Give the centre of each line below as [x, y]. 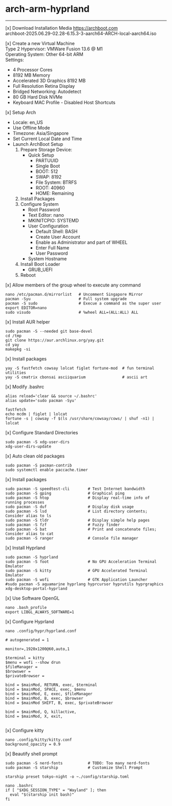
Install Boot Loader [40, 264]
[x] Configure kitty [25, 730]
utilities [16, 373]
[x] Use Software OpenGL [33, 598]
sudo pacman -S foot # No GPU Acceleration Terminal [81, 562]
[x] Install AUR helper [28, 322]
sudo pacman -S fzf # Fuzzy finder [63, 525]
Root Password [44, 209]
